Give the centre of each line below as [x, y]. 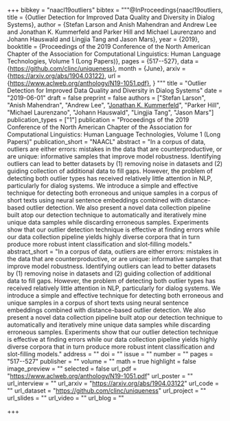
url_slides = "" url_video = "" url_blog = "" [66, 398]
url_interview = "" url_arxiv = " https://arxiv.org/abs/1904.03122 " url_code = [113, 383]
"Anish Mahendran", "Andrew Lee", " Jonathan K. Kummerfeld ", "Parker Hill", [114, 105]
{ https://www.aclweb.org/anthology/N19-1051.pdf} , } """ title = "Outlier [107, 83]
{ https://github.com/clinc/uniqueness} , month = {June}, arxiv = [97, 69]
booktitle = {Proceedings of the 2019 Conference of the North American [109, 47]
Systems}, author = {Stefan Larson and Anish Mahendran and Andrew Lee [112, 24]
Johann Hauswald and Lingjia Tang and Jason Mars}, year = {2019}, [103, 39]
